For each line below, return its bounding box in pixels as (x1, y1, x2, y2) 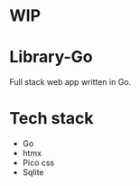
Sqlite (22, 167, 44, 178)
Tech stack (9, 108, 94, 129)
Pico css (22, 157, 55, 168)
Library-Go (9, 47, 93, 68)
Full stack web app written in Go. (9, 77, 132, 88)
